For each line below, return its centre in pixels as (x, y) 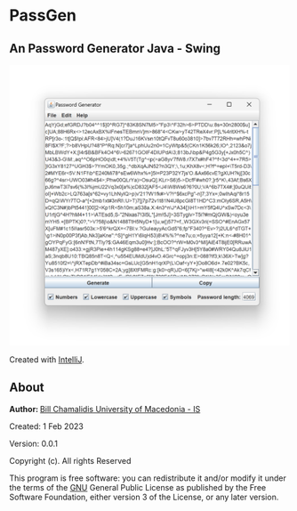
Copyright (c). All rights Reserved (70, 460)
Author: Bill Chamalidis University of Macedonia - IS (105, 409)
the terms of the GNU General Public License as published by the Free (138, 487)
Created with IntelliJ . (47, 360)
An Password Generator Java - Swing (115, 49)
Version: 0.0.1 (33, 443)
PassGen (43, 16)
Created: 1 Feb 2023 (47, 426)
